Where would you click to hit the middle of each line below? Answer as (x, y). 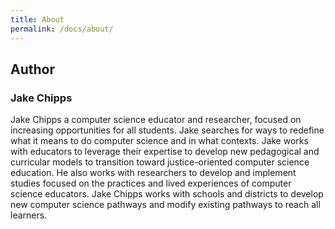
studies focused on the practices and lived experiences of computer (151, 183)
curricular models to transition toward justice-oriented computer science (160, 162)
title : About (37, 19)
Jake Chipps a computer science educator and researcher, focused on (156, 120)
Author (32, 69)
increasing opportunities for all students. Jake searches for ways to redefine (167, 130)
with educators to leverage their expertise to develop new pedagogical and (165, 152)
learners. (29, 215)
